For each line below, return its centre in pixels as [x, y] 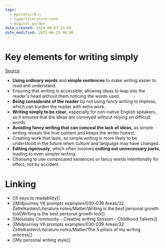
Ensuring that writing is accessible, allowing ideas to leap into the [79, 91]
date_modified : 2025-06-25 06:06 [40, 33]
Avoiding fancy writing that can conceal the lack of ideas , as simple [82, 127]
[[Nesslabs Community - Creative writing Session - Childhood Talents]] [85, 219]
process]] [22, 235]
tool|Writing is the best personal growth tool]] [59, 213]
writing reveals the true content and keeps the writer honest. [74, 133]
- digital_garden [27, 23]
